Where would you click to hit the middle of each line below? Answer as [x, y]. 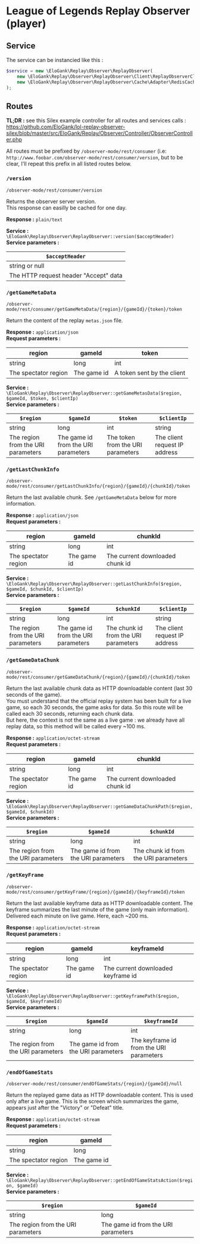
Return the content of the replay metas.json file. [65, 320]
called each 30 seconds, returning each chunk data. [70, 713]
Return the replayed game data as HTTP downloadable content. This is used [100, 1095]
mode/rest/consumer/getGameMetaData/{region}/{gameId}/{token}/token [94, 309]
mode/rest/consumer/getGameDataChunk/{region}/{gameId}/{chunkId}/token [98, 677]
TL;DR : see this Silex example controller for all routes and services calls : [96, 121]
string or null [27, 266]
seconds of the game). [34, 694]
